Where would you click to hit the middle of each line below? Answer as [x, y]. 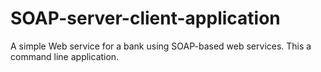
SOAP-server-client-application [145, 18]
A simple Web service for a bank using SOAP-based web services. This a [161, 46]
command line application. [65, 56]
